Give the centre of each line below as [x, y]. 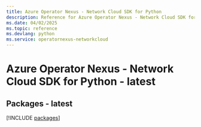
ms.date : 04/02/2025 [32, 23]
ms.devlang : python [31, 34]
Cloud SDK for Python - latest [81, 82]
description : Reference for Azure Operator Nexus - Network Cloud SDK [96, 17]
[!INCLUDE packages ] [33, 118]
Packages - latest [39, 103]
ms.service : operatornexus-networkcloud [57, 39]
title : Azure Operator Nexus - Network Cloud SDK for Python [84, 12]
